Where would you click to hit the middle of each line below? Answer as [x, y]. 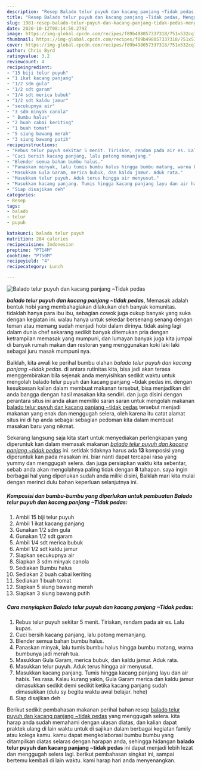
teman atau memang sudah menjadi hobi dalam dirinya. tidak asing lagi [94, 326]
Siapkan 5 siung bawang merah [54, 587]
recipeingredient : [30, 67]
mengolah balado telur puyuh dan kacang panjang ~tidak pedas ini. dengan [100, 382]
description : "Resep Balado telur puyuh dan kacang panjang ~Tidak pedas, [102, 12]
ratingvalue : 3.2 [28, 56]
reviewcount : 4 [26, 61]
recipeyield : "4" [28, 261]
